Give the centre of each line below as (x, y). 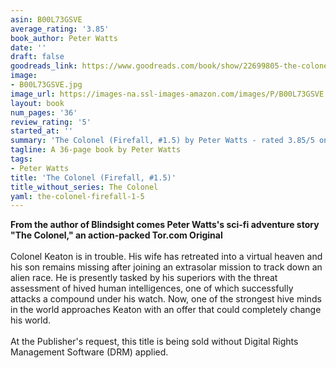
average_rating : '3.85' (60, 29)
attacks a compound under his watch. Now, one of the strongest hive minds (166, 299)
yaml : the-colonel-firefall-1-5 (77, 196)
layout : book (37, 103)
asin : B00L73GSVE (46, 19)
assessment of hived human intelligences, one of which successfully (152, 288)
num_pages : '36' (44, 112)
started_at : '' (42, 131)
